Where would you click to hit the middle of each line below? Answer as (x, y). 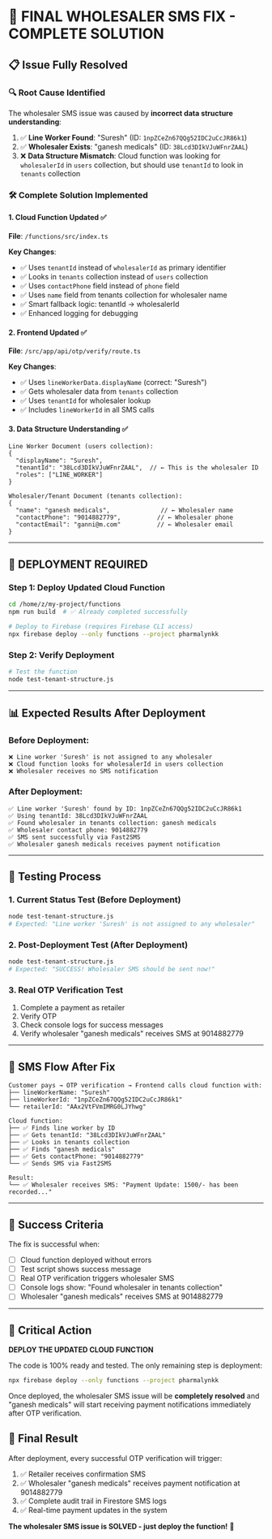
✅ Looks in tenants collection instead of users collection (114, 277)
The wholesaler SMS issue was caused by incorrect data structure (121, 113)
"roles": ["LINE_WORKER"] (59, 475)
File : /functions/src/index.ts (58, 236)
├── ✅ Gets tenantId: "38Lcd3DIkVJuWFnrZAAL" (87, 1135)
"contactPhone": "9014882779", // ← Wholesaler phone (124, 518)
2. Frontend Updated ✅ (48, 332)
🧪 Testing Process (55, 877)
